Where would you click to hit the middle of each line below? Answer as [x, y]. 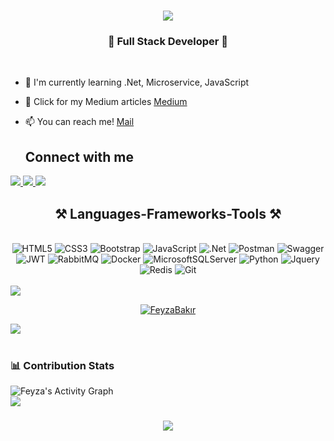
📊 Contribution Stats [62, 366]
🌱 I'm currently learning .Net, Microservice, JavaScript [137, 82]
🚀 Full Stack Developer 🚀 [168, 42]
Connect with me [79, 156]
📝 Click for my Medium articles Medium [106, 102]
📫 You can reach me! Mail [79, 122]
